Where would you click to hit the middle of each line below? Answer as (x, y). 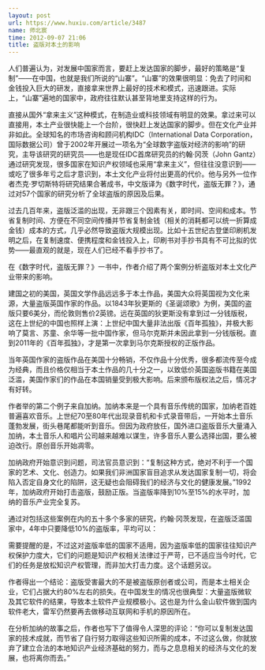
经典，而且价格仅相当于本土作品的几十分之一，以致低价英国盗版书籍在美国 (136, 370)
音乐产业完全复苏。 (53, 502)
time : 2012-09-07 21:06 (47, 38)
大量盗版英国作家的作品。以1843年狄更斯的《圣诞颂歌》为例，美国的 (134, 303)
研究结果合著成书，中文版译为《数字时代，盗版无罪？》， (157, 184)
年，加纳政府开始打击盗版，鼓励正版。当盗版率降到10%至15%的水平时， (126, 492)
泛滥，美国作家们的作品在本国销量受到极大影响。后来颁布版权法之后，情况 (129, 379)
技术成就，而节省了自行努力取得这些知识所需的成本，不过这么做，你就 (136, 638)
